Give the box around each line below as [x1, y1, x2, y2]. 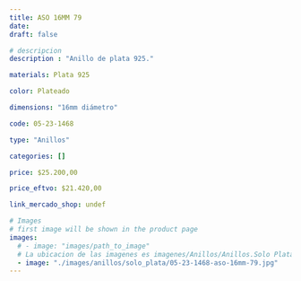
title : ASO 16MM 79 [9, 13, 82, 22]
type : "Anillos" [9, 136, 70, 145]
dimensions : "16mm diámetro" [9, 103, 118, 112]
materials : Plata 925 [9, 71, 90, 80]
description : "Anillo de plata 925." [9, 55, 154, 64]
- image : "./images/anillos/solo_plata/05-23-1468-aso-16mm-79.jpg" [17, 258, 279, 268]
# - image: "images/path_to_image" [17, 241, 150, 250]
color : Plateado [9, 87, 70, 96]
